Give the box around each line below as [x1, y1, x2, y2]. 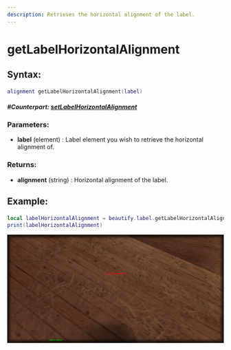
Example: [7, 196, 48, 208]
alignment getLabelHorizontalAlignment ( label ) [7, 88, 143, 95]
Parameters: [7, 120, 49, 130]
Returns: [7, 160, 37, 170]
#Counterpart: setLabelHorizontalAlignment [7, 103, 137, 111]
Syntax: [7, 69, 41, 80]
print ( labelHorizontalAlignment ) [7, 222, 103, 229]
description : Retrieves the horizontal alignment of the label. [7, 11, 195, 18]
